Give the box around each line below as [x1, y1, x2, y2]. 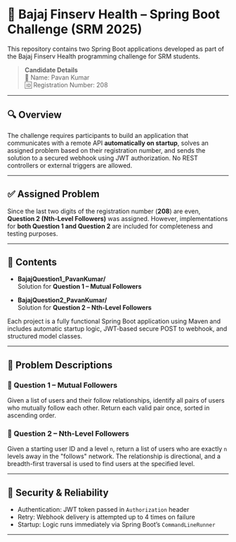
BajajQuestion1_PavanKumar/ [17, 275, 106, 284]
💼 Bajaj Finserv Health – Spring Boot [7, 6, 221, 23]
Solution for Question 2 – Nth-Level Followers [17, 303, 152, 312]
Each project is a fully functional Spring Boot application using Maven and [7, 317, 221, 326]
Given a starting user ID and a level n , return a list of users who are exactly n [7, 445, 228, 453]
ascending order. [7, 411, 57, 420]
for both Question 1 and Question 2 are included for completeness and [7, 222, 213, 230]
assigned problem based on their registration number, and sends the [7, 146, 206, 154]
